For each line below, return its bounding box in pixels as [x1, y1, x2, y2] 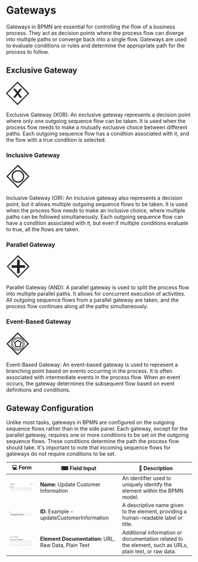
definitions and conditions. [6, 386, 71, 393]
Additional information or [121, 529, 183, 536]
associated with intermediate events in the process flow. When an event [6, 373, 181, 380]
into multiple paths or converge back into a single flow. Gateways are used [6, 35, 187, 43]
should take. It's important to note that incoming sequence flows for [6, 444, 171, 451]
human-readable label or [121, 514, 183, 521]
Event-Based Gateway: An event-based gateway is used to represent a [6, 361, 178, 368]
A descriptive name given [121, 502, 184, 509]
